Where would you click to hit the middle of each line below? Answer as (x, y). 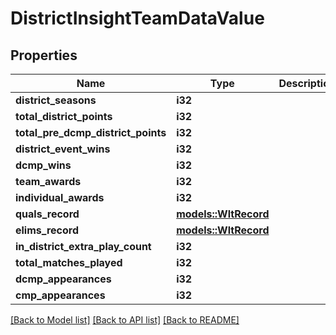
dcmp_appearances (63, 279)
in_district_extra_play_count (83, 246)
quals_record (47, 214)
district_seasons (56, 100)
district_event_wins (63, 149)
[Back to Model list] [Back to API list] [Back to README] (125, 320)
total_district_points (64, 116)
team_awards (48, 181)
